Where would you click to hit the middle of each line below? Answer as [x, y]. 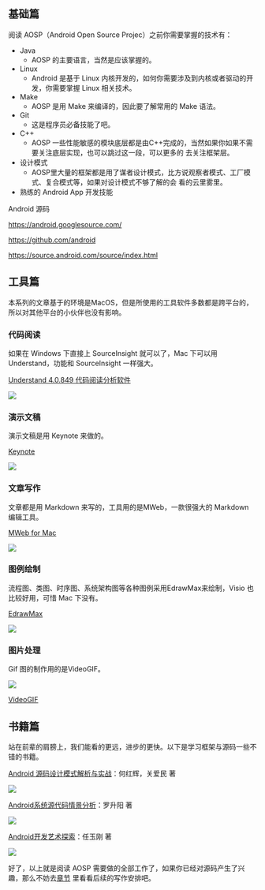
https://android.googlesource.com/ [65, 224]
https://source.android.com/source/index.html [83, 255]
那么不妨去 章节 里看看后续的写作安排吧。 [88, 877]
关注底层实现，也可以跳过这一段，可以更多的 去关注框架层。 [136, 152]
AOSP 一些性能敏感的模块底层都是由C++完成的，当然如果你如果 [135, 142]
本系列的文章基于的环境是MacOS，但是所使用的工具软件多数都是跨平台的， [131, 302]
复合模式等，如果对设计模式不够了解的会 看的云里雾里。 [136, 182]
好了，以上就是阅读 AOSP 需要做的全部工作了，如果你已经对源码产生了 [123, 868]
